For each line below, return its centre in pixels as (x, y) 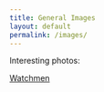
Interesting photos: (45, 61)
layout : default (40, 26)
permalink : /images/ (49, 35)
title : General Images (52, 18)
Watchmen (30, 78)
